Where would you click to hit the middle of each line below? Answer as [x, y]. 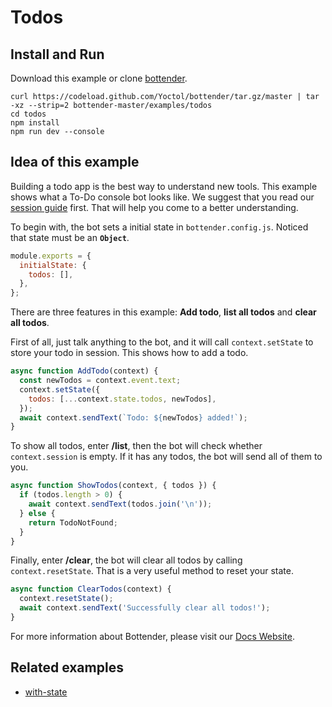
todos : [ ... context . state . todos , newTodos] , [122, 399]
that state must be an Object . [70, 237]
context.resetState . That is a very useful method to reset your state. [152, 571]
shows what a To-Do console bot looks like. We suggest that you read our [162, 197]
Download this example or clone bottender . [99, 78]
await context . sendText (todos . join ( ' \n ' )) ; [120, 504]
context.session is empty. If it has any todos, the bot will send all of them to [166, 457]
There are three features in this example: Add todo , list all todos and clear [163, 312]
